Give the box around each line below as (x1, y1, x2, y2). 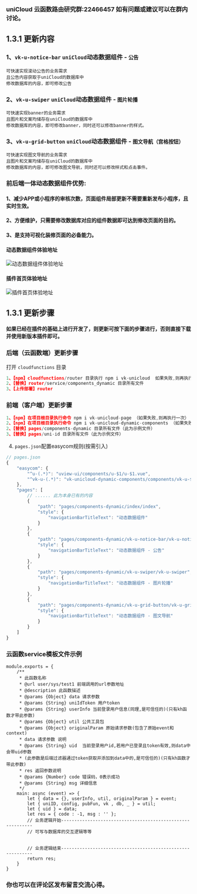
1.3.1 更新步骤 (6, 308, 55, 318)
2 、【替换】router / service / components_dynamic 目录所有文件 (6, 381, 144, 387)
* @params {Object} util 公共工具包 (19, 719, 104, 725)
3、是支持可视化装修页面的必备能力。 (6, 231, 97, 238)
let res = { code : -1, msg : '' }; (27, 811, 117, 817)
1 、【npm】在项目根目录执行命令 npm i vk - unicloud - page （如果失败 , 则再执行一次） (6, 415, 189, 421)
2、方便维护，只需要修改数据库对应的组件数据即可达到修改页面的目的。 (6, 217, 179, 224)
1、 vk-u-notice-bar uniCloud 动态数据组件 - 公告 (6, 53, 139, 61)
